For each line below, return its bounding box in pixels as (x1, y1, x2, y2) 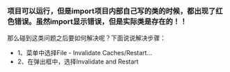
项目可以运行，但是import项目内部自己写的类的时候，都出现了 (7, 6, 216, 15)
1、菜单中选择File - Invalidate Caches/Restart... (17, 49, 153, 57)
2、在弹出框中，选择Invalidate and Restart (17, 57, 139, 66)
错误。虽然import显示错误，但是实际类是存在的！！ (14, 16, 187, 26)
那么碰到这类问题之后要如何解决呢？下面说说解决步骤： (7, 34, 166, 43)
